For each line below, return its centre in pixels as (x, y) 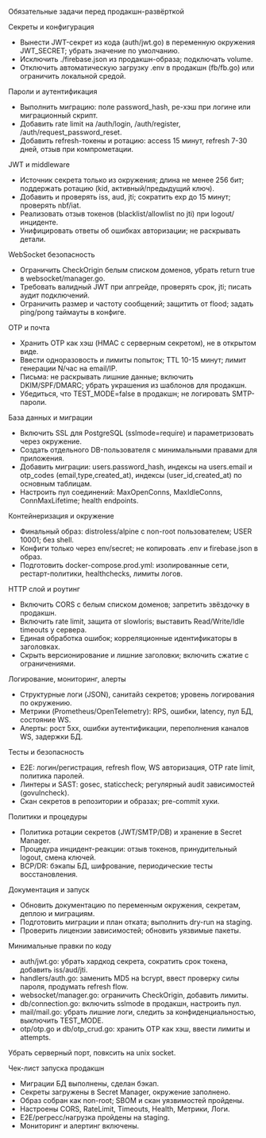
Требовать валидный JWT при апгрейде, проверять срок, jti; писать (136, 287)
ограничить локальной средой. (73, 76)
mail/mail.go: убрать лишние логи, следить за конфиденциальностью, (138, 1012)
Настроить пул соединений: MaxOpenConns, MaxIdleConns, (121, 492)
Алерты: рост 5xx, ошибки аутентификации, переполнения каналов (134, 728)
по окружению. (46, 703)
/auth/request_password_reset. (71, 132)
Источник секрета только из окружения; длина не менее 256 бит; (132, 180)
